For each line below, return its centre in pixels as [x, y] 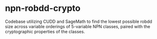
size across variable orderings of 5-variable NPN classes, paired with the [78, 26]
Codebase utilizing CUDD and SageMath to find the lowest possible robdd [78, 21]
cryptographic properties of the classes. [45, 31]
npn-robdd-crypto [43, 8]
